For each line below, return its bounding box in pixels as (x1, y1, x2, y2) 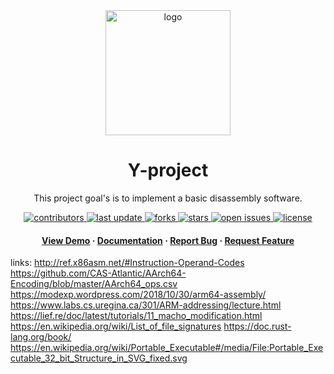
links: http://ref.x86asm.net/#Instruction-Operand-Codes (10, 257, 245, 269)
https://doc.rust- (223, 320, 292, 333)
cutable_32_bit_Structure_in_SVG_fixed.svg (10, 352, 188, 364)
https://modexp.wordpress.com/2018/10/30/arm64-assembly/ (10, 289, 267, 301)
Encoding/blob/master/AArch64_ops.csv (10, 278, 178, 290)
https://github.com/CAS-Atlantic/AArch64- (10, 267, 187, 279)
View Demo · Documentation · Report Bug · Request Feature (41, 234, 295, 246)
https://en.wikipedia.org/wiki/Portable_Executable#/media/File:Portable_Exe (10, 342, 324, 354)
